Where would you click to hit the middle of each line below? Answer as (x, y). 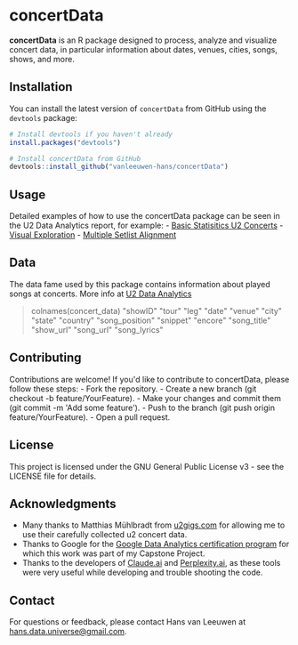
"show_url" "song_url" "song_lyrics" (97, 329)
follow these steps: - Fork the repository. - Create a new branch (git (133, 389)
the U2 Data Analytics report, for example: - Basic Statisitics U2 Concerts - (146, 226)
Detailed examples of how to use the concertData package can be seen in (145, 216)
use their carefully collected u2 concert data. (105, 535)
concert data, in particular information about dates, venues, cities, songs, (143, 49)
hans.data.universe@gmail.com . (68, 632)
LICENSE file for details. (53, 476)
